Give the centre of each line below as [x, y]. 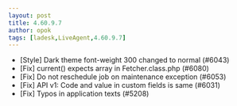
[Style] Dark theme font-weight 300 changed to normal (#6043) [124, 60]
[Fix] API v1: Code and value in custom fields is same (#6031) [120, 85]
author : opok [30, 30]
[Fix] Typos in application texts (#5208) [84, 94]
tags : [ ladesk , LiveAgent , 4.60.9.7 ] [67, 38]
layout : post [30, 15]
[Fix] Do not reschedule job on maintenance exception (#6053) [123, 77]
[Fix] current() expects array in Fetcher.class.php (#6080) [114, 69]
